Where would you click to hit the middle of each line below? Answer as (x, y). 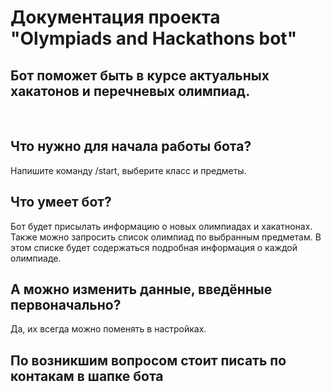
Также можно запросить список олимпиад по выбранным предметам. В (166, 237)
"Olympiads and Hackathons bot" (154, 38)
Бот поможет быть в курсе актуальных (140, 75)
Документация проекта (115, 17)
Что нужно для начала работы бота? (131, 146)
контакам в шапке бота (87, 376)
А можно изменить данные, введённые (141, 289)
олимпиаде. (36, 258)
